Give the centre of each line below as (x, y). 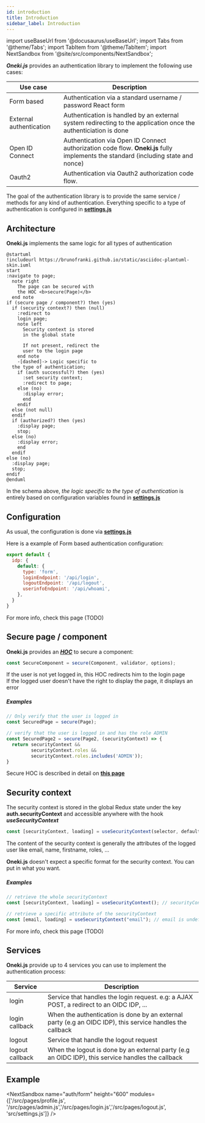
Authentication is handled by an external (121, 115)
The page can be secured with (56, 287)
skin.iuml (19, 265)
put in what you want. (34, 868)
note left (30, 324)
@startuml (19, 255)
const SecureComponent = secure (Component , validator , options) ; (91, 663)
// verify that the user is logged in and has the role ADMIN (87, 733)
